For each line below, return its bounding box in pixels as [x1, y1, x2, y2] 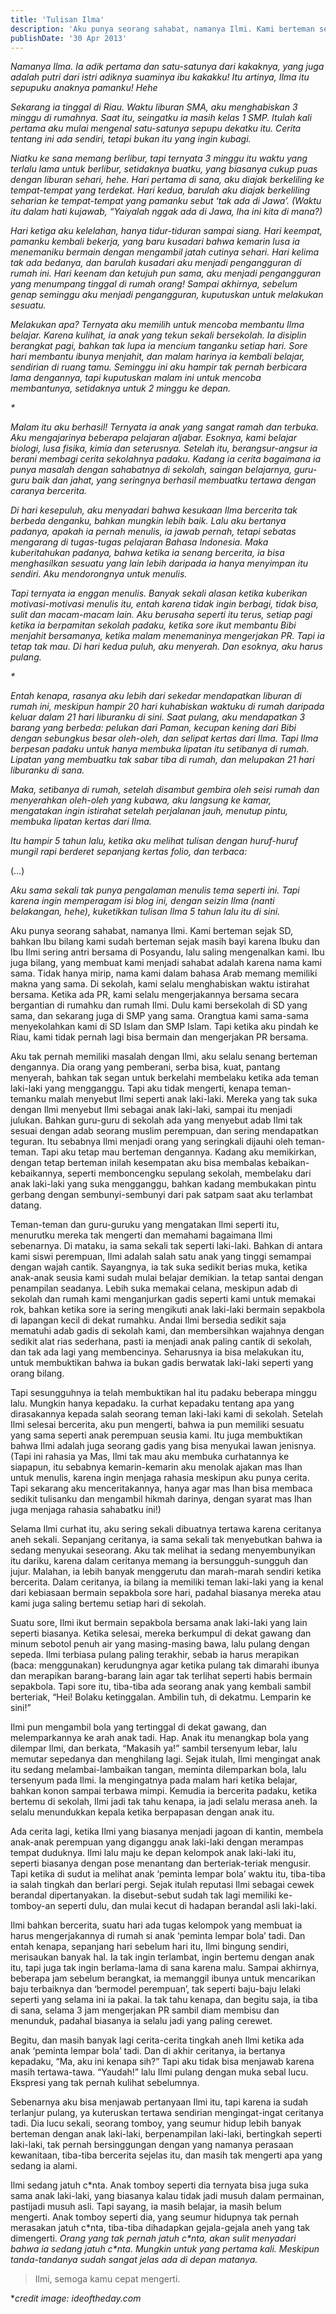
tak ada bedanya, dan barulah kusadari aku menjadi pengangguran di [10, 257, 302, 269]
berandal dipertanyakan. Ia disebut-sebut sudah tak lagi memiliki [10, 1889, 277, 1901]
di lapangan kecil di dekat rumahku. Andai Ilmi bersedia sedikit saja [10, 1314, 287, 1326]
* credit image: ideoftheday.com [10, 2292, 142, 2305]
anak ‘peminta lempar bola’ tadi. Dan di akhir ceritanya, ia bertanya [10, 2045, 286, 2057]
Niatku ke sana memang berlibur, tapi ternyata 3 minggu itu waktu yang [10, 152, 308, 165]
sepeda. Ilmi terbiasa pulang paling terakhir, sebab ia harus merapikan [10, 1649, 300, 1661]
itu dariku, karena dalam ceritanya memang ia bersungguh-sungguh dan [10, 1555, 309, 1567]
